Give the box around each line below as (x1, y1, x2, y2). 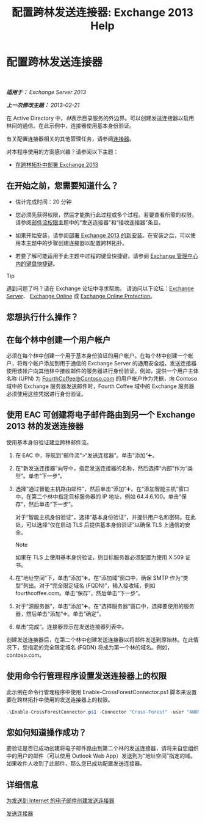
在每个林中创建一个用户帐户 (6, 334, 111, 345)
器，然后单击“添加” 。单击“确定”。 (15, 610, 105, 617)
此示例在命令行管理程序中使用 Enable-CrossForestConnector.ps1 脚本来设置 (6, 688, 197, 695)
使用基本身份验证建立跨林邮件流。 (6, 438, 92, 446)
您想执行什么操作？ (6, 312, 79, 323)
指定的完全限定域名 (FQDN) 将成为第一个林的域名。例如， (27, 643, 173, 651)
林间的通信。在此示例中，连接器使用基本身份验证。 (6, 122, 135, 129)
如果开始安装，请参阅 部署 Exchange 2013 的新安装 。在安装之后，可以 (15, 232, 191, 239)
